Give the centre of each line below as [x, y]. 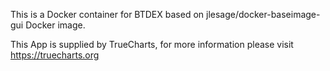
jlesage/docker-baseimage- [263, 14]
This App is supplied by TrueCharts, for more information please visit [152, 44]
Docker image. [55, 25]
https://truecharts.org [55, 55]
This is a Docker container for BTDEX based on [107, 14]
